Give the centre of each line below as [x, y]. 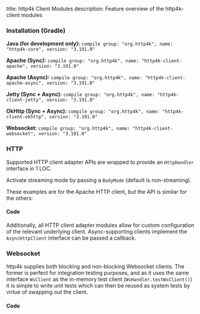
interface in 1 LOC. [29, 168]
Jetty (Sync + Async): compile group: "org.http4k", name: [80, 94]
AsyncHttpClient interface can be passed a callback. [71, 238]
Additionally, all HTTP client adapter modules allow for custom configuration [100, 225]
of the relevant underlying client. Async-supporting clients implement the [97, 231]
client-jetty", [25, 100]
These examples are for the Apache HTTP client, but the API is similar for [97, 192]
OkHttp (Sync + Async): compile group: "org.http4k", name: [83, 111]
